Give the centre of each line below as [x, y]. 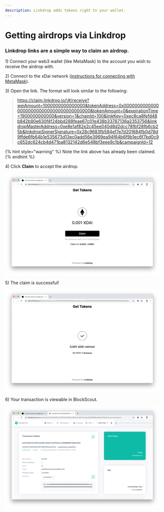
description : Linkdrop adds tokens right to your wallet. [65, 10]
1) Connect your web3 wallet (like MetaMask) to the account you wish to [78, 61]
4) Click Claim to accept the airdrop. [42, 167]
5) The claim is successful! [32, 283]
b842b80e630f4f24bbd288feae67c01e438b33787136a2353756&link [87, 121]
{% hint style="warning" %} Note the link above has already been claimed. [80, 152]
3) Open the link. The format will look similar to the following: [66, 91]
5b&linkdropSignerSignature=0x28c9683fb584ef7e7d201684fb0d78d [87, 132]
